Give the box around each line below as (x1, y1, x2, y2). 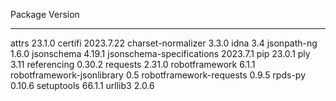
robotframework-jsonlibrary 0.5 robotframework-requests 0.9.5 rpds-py (10, 69, 307, 81)
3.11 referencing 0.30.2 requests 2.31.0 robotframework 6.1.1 (10, 59, 256, 70)
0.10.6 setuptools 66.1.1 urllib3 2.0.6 (10, 80, 155, 91)
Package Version (10, 9, 80, 20)
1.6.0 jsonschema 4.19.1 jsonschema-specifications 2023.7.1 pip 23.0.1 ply (10, 48, 311, 59)
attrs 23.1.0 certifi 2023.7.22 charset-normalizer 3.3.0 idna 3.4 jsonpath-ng (10, 37, 318, 49)
